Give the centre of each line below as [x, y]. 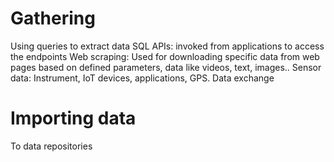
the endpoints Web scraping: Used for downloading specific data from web [165, 56]
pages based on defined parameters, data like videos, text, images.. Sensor [166, 67]
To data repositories [51, 146]
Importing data [73, 118]
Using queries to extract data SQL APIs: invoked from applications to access [167, 46]
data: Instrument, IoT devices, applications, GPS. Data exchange [142, 78]
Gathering [53, 18]
